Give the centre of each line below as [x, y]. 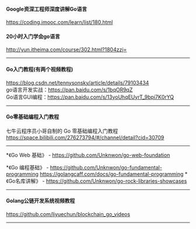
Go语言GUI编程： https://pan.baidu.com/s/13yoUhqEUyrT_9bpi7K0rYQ [90, 97]
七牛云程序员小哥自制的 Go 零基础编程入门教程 [62, 131]
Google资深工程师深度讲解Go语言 [47, 9]
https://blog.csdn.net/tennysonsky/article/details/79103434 [78, 82]
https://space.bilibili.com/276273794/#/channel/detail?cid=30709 [85, 137]
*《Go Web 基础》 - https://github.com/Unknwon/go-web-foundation [88, 155]
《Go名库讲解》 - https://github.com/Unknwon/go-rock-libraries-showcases [97, 181]
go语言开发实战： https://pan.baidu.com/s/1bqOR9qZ [69, 89]
